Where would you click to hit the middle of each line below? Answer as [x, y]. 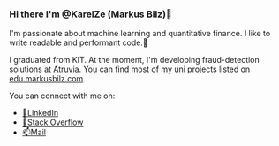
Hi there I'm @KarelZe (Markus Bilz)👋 [90, 14]
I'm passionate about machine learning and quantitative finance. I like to [140, 34]
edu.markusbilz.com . [47, 79]
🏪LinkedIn [40, 113]
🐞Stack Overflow [53, 122]
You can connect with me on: [62, 96]
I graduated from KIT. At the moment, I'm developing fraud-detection [135, 60]
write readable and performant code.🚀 [79, 42]
